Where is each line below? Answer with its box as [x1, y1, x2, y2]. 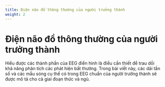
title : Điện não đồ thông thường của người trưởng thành [5, 7, 125, 12]
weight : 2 [5, 12, 26, 17]
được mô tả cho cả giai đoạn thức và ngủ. [5, 76, 90, 82]
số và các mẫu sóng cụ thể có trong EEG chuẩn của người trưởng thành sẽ [5, 71, 157, 77]
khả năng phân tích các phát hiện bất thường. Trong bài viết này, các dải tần [5, 66, 161, 72]
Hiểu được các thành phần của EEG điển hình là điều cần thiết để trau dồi [5, 60, 155, 66]
